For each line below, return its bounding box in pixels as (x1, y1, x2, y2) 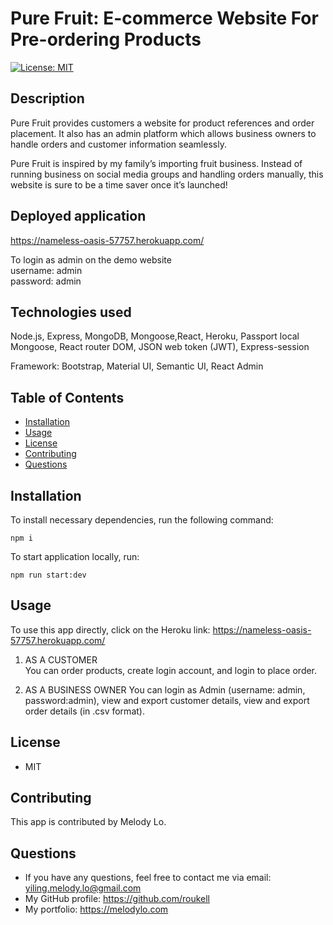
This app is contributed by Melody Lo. (10, 816, 167, 828)
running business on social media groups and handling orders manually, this (10, 168, 324, 180)
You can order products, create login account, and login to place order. (24, 664, 318, 676)
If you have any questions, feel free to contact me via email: (24, 872, 272, 884)
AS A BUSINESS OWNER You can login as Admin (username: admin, (24, 683, 306, 696)
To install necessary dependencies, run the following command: (10, 514, 274, 526)
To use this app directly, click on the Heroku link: (10, 623, 211, 636)
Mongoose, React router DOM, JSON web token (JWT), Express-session (10, 341, 310, 353)
